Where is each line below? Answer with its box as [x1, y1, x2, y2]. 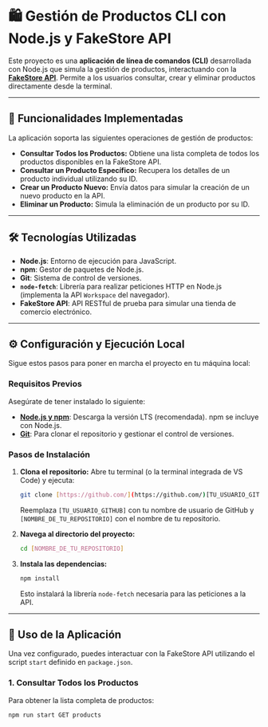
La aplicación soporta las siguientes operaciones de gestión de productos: [8, 133, 254, 143]
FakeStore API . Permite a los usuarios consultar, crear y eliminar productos [8, 73, 256, 82]
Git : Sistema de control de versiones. [19, 273, 142, 282]
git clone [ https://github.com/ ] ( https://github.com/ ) [19, 490, 207, 499]
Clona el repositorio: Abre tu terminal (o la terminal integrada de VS [19, 466, 243, 476]
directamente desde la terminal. [8, 81, 113, 91]
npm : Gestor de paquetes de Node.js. [19, 265, 144, 274]
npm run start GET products [8, 711, 102, 719]
